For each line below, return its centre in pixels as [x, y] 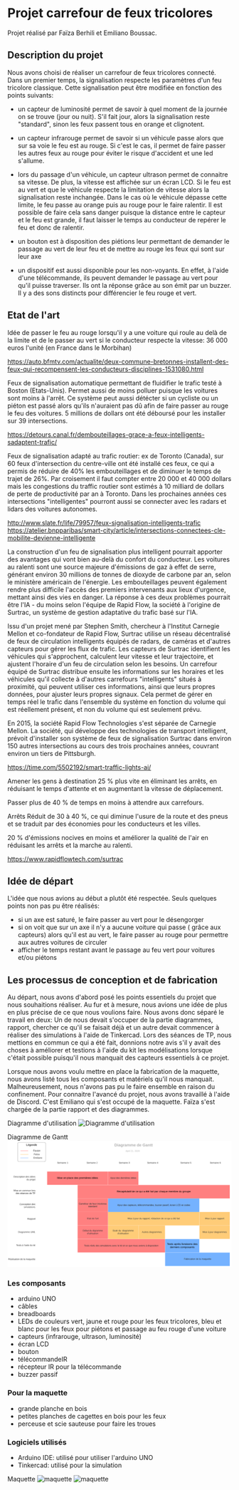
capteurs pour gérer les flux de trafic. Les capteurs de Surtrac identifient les [119, 648]
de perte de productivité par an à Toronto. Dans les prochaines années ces [117, 494]
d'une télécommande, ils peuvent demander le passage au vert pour [118, 278]
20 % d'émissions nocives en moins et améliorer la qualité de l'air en [108, 837]
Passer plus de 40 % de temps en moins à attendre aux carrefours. [106, 802]
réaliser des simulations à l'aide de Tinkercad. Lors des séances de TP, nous [119, 1035]
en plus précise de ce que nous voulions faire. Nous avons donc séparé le [116, 1013]
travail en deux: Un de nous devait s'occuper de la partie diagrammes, [110, 1020]
